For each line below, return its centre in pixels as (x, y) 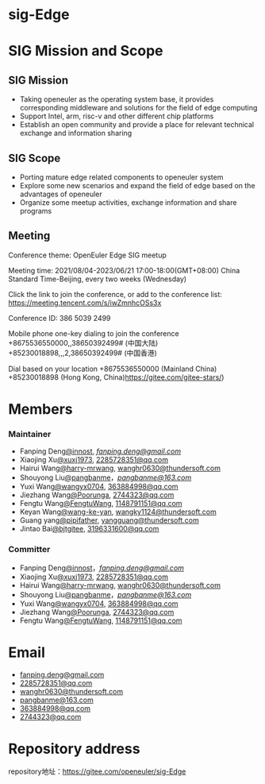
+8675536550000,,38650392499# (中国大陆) (83, 342)
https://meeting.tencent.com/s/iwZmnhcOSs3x (85, 303)
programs (36, 211)
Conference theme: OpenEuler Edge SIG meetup (87, 255)
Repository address (74, 749)
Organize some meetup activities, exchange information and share (128, 203)
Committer (29, 550)
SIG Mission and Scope (86, 51)
